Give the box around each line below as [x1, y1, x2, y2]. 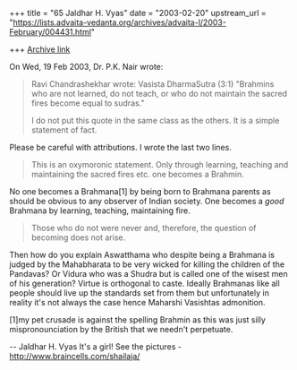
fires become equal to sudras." [30, 98, 145, 108]
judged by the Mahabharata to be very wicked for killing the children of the [9, 259, 284, 270]
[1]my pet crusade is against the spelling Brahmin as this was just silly [9, 314, 267, 325]
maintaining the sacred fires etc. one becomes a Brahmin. [30, 169, 244, 179]
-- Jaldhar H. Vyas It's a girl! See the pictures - [9, 341, 182, 352]
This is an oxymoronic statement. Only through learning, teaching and [30, 159, 289, 169]
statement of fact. [30, 125, 98, 135]
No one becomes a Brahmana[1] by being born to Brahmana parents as [9, 186, 271, 196]
